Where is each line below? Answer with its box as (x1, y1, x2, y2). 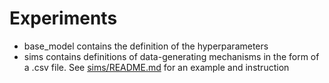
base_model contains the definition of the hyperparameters (23, 40, 269, 52)
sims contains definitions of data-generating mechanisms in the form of (23, 50, 320, 62)
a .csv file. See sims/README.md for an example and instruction (23, 61, 290, 73)
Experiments (9, 7, 118, 30)
